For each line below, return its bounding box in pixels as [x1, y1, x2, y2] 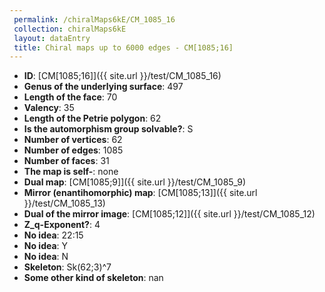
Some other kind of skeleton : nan [23, 272, 164, 284]
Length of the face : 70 [23, 91, 118, 103]
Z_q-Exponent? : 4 [23, 219, 101, 231]
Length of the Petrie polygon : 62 [23, 112, 162, 125]
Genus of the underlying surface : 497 [23, 81, 184, 93]
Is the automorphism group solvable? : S [23, 123, 194, 135]
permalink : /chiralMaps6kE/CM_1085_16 [13, 14, 176, 25]
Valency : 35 [23, 102, 75, 114]
